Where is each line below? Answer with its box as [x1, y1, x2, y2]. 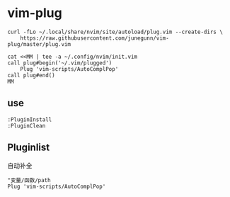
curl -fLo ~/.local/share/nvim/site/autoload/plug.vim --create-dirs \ [7, 28, 223, 35]
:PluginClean [7, 122, 46, 129]
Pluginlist [7, 142, 50, 154]
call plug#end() [7, 72, 55, 79]
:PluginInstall [7, 116, 52, 123]
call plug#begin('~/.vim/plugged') [7, 59, 113, 67]
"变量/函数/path [7, 176, 51, 184]
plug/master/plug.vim [7, 40, 71, 47]
